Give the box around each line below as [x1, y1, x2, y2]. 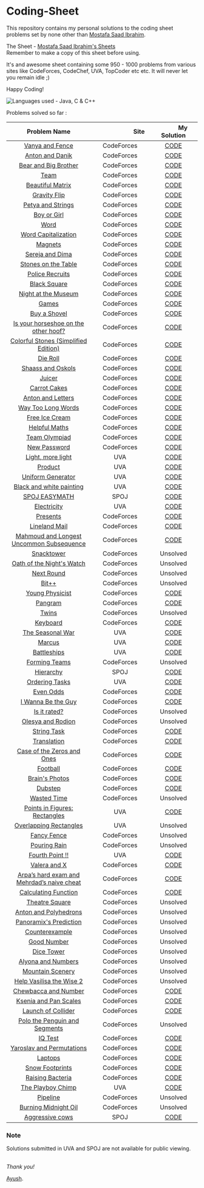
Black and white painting [13, 482, 84, 490]
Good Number [28, 937, 69, 946]
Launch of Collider [22, 1006, 75, 1015]
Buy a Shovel [30, 309, 68, 317]
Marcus [38, 638, 59, 647]
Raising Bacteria [25, 1073, 72, 1082]
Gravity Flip [32, 190, 66, 199]
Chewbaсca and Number [13, 986, 84, 995]
